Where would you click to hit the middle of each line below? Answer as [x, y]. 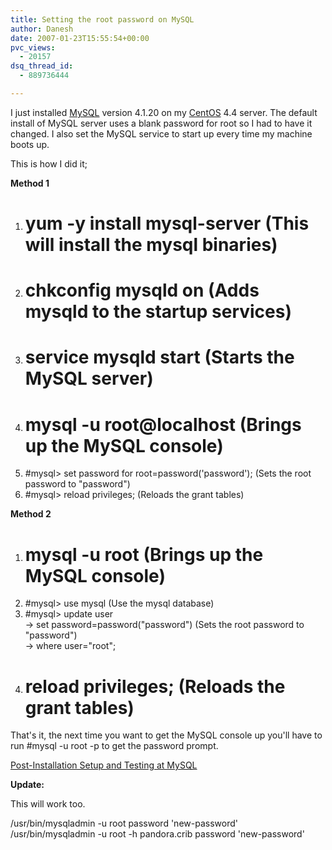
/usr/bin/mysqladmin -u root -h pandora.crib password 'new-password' [157, 834]
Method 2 [31, 514]
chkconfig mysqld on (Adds [142, 290]
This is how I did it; [49, 163]
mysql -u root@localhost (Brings [163, 424]
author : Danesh [42, 29]
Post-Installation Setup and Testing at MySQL [104, 765]
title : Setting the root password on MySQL [102, 19]
